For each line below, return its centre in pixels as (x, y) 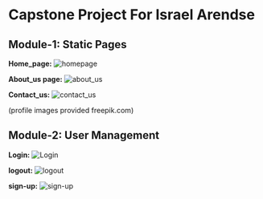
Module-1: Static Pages (68, 45)
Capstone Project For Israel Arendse (132, 15)
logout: (21, 170)
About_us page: (35, 79)
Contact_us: (29, 95)
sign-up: (23, 185)
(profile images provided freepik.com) (71, 110)
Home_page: (30, 63)
